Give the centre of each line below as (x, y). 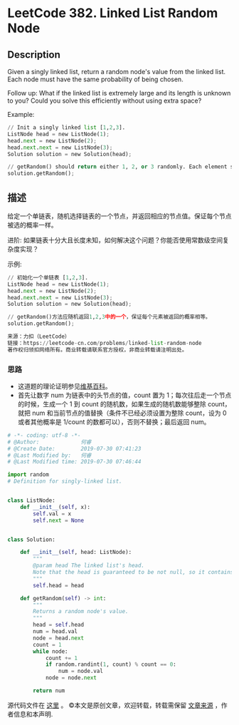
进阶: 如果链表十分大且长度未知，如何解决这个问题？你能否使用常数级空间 (115, 240)
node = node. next (71, 678)
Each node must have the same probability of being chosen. (95, 79)
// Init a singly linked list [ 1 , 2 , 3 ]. (67, 128)
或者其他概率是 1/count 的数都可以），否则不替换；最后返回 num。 (114, 421)
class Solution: (31, 540)
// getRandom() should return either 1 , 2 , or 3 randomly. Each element (117, 167)
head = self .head (58, 625)
